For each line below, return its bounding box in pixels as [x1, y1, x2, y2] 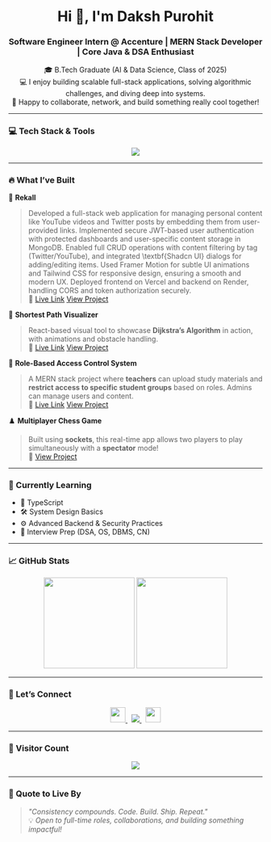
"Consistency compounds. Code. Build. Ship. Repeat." [27, 806, 208, 816]
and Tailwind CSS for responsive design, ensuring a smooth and [27, 268, 242, 278]
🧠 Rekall [8, 193, 36, 203]
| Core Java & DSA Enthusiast [77, 46, 194, 57]
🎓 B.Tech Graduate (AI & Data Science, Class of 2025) [44, 65, 227, 75]
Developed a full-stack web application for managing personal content [27, 208, 263, 218]
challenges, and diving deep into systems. [65, 89, 206, 99]
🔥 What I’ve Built [8, 174, 75, 185]
